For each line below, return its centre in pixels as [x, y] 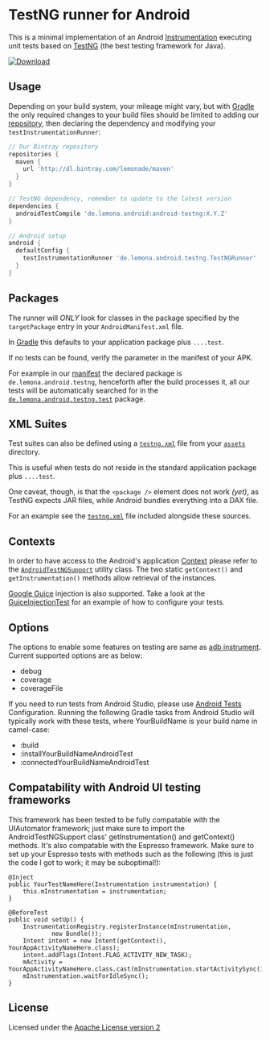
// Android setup [37, 235]
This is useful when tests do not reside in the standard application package [133, 468]
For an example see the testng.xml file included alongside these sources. [130, 516]
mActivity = [43, 962]
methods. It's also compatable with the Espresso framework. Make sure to [131, 845]
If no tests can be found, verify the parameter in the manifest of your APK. [131, 357]
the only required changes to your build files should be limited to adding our [134, 114]
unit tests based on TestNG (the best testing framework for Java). [117, 45]
